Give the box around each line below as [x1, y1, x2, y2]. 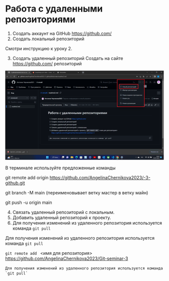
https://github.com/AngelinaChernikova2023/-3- [49, 175, 151, 181]
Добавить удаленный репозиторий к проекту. [12, 215, 112, 221]
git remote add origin [5, 175, 49, 181]
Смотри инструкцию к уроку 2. [5, 45, 72, 51]
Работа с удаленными [5, 3, 103, 15]
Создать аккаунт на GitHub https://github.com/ [12, 30, 112, 36]
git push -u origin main [5, 199, 52, 205]
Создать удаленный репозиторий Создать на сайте [12, 55, 123, 61]
